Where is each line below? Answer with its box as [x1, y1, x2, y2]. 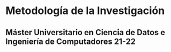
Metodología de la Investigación [5, 4, 165, 18]
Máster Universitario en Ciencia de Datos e [5, 27, 166, 37]
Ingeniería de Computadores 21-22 [5, 36, 136, 46]
